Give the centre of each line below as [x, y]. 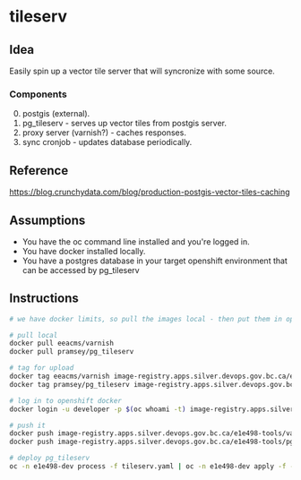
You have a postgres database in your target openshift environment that [155, 261]
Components [38, 94]
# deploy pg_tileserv [50, 459]
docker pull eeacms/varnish [62, 343]
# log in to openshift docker [66, 400]
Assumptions [47, 220]
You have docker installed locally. [84, 251]
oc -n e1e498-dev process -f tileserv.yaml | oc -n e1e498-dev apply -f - [152, 467]
